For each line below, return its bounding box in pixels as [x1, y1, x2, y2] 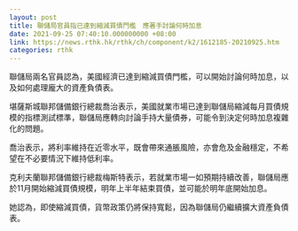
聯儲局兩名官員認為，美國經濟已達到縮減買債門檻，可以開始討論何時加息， [9, 72, 281, 82]
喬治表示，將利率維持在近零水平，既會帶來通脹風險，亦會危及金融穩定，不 [9, 142, 281, 153]
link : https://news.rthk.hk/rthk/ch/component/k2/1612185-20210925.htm [9, 37, 279, 47]
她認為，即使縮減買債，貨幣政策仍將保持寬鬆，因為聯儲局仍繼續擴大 [9, 202, 258, 212]
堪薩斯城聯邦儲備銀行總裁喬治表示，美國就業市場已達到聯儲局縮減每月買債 [9, 101, 281, 112]
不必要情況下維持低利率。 [24, 153, 118, 164]
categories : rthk [9, 46, 74, 55]
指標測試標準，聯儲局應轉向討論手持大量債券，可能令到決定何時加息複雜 [24, 112, 289, 123]
